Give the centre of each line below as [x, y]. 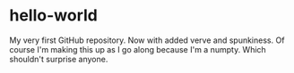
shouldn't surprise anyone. [59, 59]
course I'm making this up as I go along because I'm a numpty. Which [138, 49]
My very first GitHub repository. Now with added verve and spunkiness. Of [147, 40]
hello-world [54, 16]
